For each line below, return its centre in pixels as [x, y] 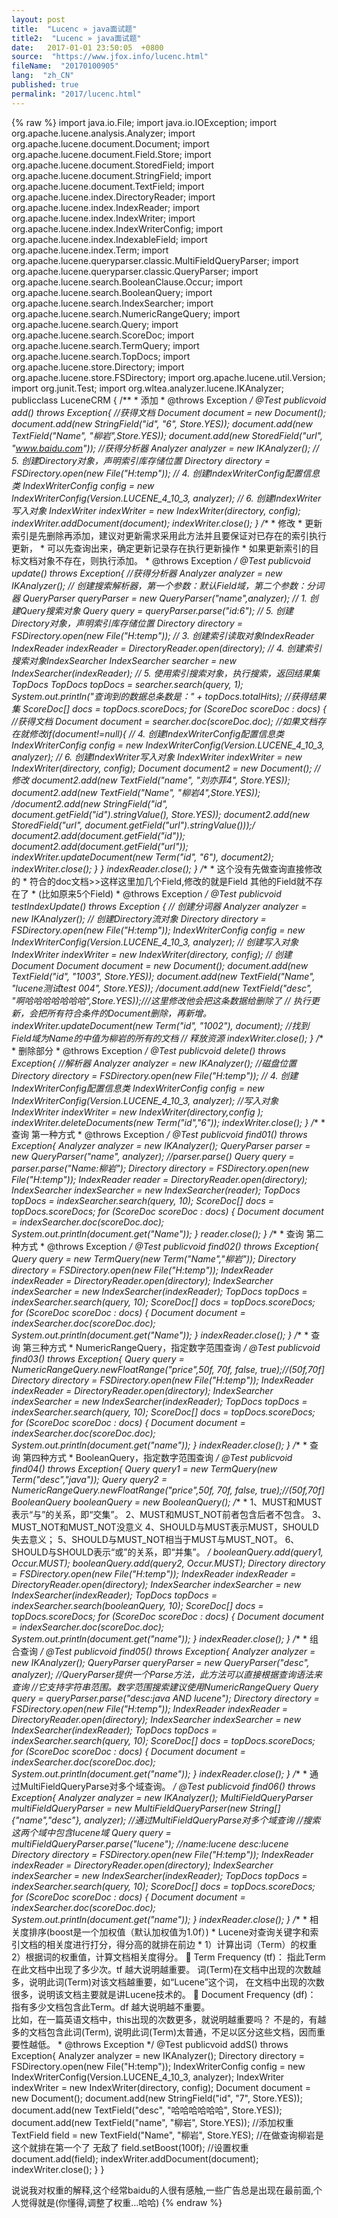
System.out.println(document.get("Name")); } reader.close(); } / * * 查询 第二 [167, 1233]
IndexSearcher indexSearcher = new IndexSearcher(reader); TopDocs [156, 1190]
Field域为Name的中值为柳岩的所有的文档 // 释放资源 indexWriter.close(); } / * [167, 1038]
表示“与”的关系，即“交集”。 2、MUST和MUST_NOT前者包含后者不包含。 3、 [169, 1514]
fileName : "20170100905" [65, 66]
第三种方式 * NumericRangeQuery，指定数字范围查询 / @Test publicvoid [171, 1347]
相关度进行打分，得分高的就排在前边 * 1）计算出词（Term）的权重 [181, 1944]
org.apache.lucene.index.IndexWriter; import [103, 218]
